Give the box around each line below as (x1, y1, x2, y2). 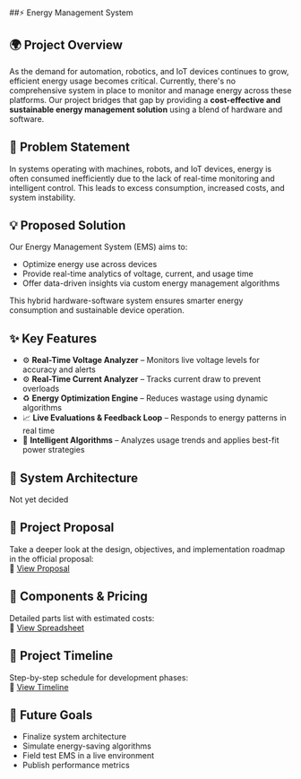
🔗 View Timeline (9, 681, 69, 692)
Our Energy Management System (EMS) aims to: (9, 241, 188, 253)
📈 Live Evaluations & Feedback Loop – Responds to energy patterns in (21, 412, 287, 423)
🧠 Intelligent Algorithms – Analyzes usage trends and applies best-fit (21, 435, 279, 446)
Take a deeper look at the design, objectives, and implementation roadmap (9, 543, 285, 554)
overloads (21, 384, 60, 394)
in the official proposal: (9, 553, 94, 564)
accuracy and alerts (21, 364, 96, 375)
